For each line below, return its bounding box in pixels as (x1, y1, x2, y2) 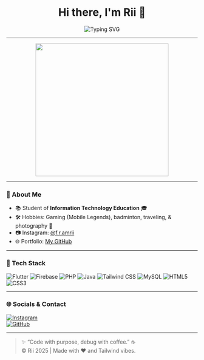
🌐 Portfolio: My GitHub (15, 238, 72, 245)
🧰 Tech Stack (6, 259, 46, 268)
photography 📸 (15, 222, 53, 229)
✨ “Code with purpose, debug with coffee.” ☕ (21, 338, 136, 345)
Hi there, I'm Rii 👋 (58, 5, 146, 19)
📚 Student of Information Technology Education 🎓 (15, 205, 148, 212)
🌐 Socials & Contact (6, 300, 67, 308)
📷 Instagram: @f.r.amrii (15, 229, 75, 236)
